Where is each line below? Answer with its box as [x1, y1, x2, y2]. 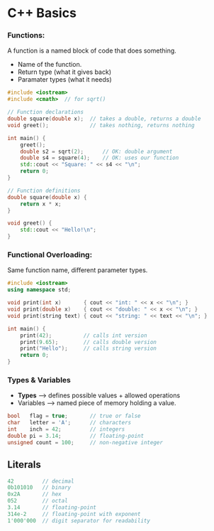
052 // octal [7, 498, 69, 505]
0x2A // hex [7, 490, 62, 498]
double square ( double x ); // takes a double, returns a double [7, 115, 201, 122]
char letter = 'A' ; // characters [7, 419, 132, 427]
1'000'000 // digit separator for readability [7, 517, 151, 524]
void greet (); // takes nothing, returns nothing [7, 122, 195, 129]
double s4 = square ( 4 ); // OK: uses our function [20, 154, 179, 161]
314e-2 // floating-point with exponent [7, 510, 141, 517]
